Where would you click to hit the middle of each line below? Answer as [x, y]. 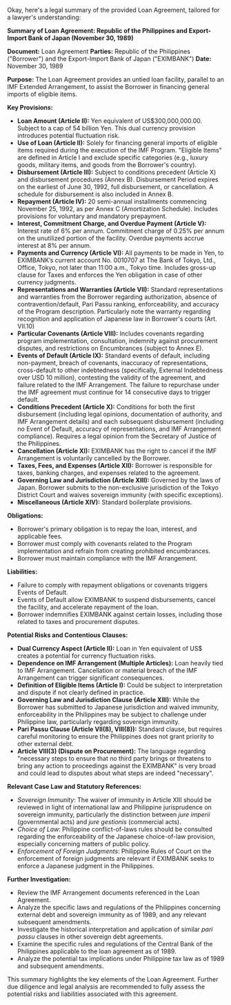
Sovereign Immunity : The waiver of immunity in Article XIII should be [114, 800]
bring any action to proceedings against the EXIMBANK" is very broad [117, 766]
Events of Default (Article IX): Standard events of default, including [113, 355]
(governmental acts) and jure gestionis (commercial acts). [99, 822]
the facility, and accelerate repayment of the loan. [88, 607]
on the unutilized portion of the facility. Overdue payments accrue [111, 238]
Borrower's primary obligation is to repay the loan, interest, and [107, 529]
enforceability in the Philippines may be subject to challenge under [112, 714]
